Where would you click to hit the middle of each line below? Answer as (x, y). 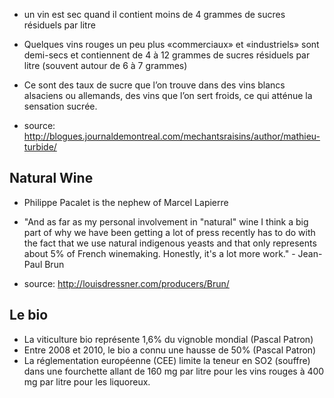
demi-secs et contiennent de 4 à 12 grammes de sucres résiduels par (167, 55)
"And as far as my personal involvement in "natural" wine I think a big (166, 221)
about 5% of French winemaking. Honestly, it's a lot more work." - (159, 253)
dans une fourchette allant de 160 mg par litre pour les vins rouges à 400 (174, 371)
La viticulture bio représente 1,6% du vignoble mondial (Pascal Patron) (168, 339)
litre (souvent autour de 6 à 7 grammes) (105, 65)
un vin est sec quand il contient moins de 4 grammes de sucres (154, 14)
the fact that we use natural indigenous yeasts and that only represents (170, 243)
